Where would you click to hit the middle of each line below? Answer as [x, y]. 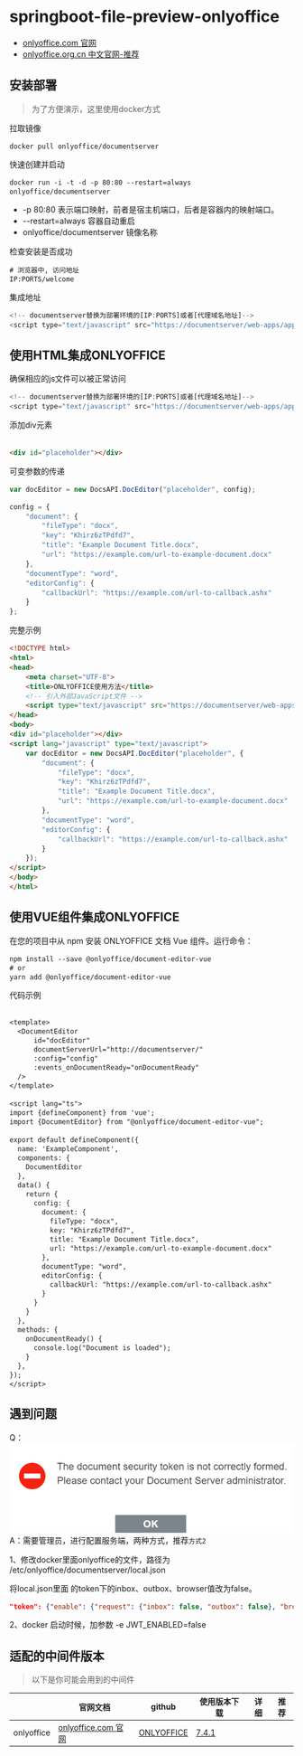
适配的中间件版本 [57, 1656]
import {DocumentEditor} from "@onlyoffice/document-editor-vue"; [137, 1122]
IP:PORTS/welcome [42, 279]
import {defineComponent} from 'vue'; [82, 1113]
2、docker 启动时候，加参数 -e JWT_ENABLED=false [108, 1625]
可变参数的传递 [37, 471]
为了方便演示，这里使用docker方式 [96, 109]
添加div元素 [31, 425]
